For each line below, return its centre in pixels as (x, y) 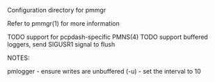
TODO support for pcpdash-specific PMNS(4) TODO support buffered (108, 37)
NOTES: (18, 58)
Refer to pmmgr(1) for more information (63, 23)
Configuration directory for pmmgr (57, 10)
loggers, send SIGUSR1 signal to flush (61, 44)
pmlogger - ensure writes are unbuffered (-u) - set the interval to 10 (104, 71)
